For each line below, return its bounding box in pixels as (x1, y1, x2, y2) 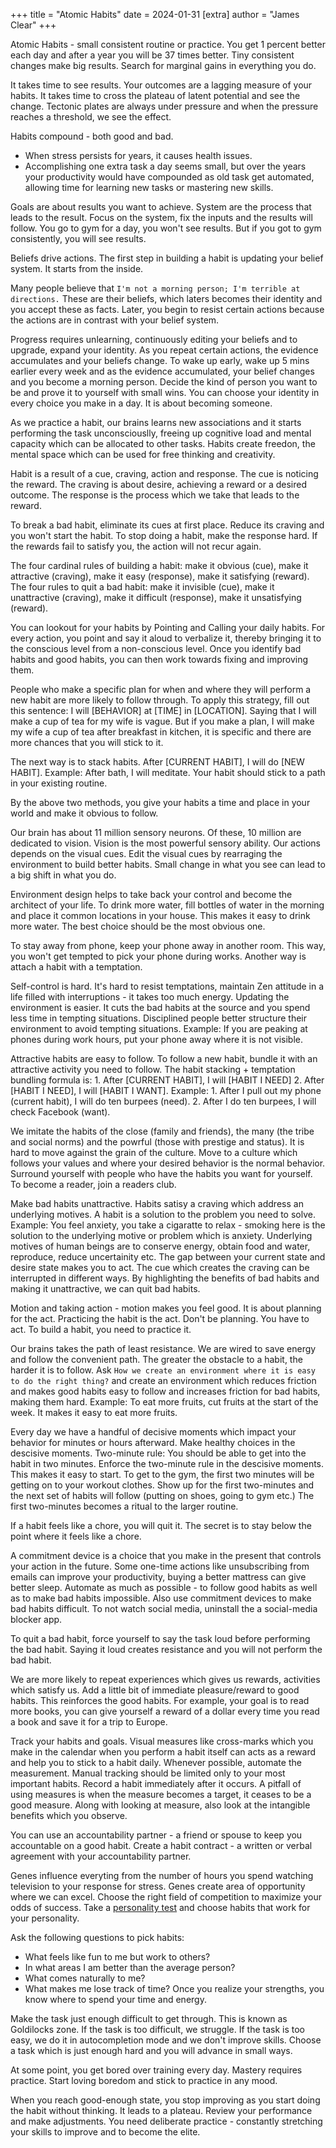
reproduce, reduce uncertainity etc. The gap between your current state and (10, 1251, 326, 1263)
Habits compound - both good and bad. (10, 130, 174, 142)
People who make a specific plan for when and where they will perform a (10, 684, 312, 695)
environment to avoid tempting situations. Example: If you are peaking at (10, 1023, 308, 1034)
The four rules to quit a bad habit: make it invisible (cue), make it (10, 581, 275, 593)
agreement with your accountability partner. (10, 1850, 192, 1862)
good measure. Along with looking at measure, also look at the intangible (10, 1799, 311, 1811)
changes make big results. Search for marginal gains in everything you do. (10, 60, 317, 71)
